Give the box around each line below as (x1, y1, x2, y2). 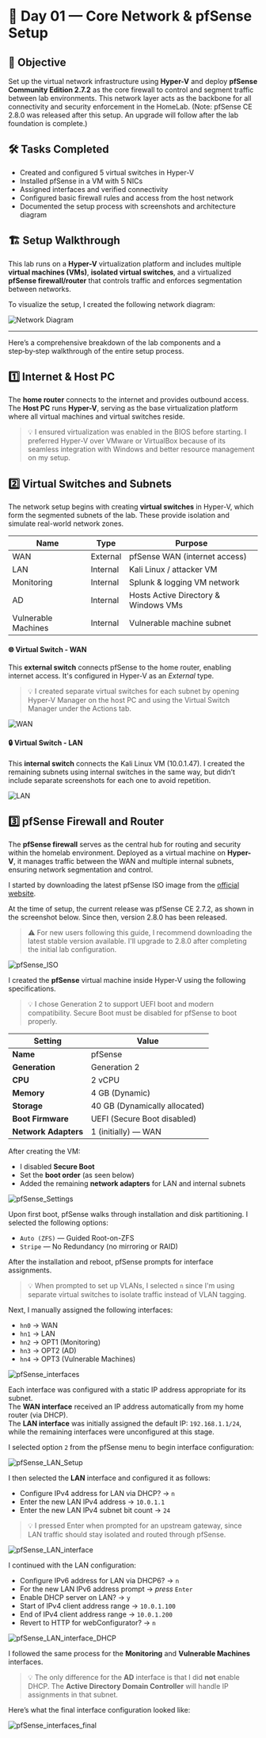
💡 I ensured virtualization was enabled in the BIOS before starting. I (27, 428, 247, 437)
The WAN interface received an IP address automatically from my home (8, 1402, 244, 1411)
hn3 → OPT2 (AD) (19, 1346, 77, 1356)
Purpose (175, 538, 208, 549)
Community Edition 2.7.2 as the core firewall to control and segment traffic (8, 85, 254, 94)
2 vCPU (90, 1075, 120, 1086)
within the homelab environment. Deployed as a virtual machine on (8, 848, 226, 857)
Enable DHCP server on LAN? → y (19, 1593, 131, 1602)
